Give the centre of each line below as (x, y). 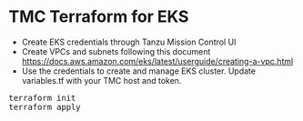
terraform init (42, 98)
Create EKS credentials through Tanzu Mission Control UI (129, 42)
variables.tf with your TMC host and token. (101, 80)
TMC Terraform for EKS (99, 17)
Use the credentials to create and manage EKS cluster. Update (139, 71)
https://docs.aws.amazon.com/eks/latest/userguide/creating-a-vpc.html (157, 61)
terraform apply (45, 107)
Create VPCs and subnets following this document (116, 51)
